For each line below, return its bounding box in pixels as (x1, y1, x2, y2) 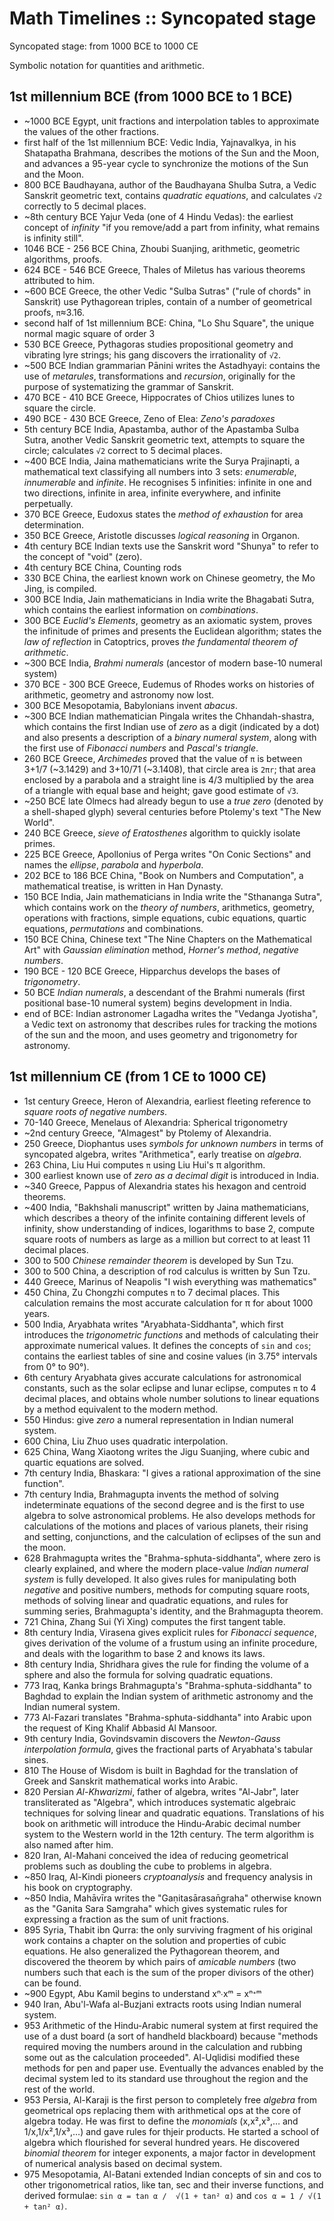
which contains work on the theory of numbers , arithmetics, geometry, (23, 901, 316, 913)
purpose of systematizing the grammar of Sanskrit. (23, 380, 234, 392)
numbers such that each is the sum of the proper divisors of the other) (23, 1966, 315, 1978)
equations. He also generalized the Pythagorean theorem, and (23, 1945, 281, 1957)
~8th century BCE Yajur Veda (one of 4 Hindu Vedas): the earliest (23, 210, 294, 222)
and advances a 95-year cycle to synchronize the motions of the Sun (23, 157, 309, 169)
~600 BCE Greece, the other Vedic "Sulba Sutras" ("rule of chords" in (23, 285, 312, 297)
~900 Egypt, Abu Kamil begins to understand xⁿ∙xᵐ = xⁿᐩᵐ (23, 1987, 262, 1999)
